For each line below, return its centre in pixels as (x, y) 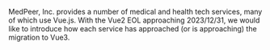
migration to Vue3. (39, 37)
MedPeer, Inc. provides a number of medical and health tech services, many (135, 12)
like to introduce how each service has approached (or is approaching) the (133, 29)
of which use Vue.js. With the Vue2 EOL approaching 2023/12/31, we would (134, 20)
